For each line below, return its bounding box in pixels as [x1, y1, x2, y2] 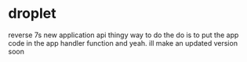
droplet [8, 5, 56, 22]
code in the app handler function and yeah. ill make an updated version [8, 38, 238, 47]
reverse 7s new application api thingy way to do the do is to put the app [8, 30, 239, 40]
